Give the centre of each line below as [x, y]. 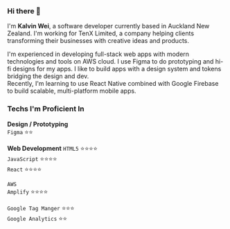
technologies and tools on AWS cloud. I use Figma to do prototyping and [110, 62]
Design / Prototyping [38, 124]
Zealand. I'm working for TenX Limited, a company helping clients [101, 33]
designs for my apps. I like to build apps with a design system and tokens [117, 69]
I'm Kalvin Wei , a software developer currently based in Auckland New [108, 26]
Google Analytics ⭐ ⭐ [37, 218]
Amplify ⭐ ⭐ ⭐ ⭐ [28, 191]
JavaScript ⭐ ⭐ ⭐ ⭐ [32, 158]
